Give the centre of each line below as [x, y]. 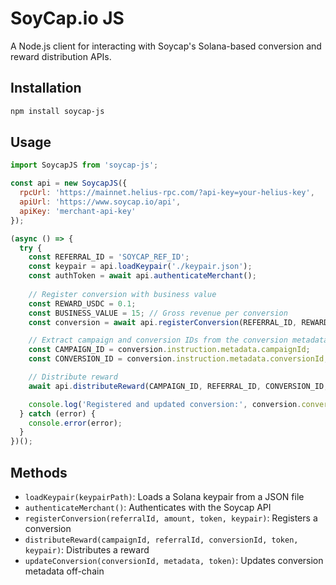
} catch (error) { [58, 413]
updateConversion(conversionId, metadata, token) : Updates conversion [174, 560]
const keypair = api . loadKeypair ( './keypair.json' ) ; [140, 267]
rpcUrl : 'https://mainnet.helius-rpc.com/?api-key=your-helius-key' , [167, 193]
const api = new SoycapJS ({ [69, 183]
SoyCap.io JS [67, 18]
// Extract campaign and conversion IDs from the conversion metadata [178, 340]
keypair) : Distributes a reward [87, 550]
